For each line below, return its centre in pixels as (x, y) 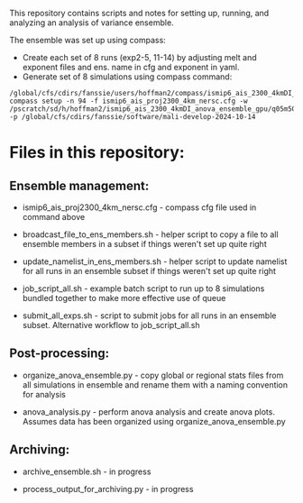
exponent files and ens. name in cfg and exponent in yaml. (131, 67)
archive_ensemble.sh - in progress (87, 471)
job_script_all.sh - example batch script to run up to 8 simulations (143, 288)
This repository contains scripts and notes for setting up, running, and (139, 13)
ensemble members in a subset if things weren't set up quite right (145, 244)
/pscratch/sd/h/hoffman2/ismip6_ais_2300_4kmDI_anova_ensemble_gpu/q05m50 (153, 109)
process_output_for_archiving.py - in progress (108, 489)
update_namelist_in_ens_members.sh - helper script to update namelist (155, 261)
